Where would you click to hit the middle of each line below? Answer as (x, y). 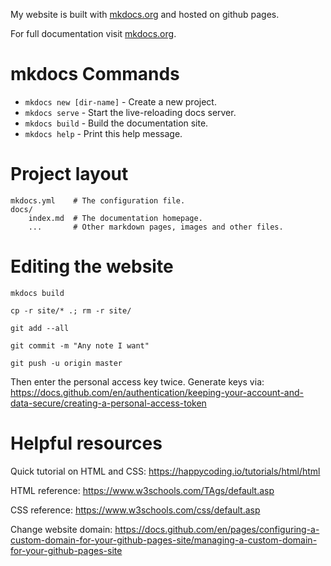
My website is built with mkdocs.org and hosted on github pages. (145, 14)
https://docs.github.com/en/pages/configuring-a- (217, 529)
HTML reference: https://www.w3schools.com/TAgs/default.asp (142, 490)
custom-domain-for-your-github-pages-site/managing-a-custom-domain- (164, 540)
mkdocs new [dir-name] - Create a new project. (120, 101)
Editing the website (92, 266)
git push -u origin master (66, 363)
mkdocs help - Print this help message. (103, 133)
